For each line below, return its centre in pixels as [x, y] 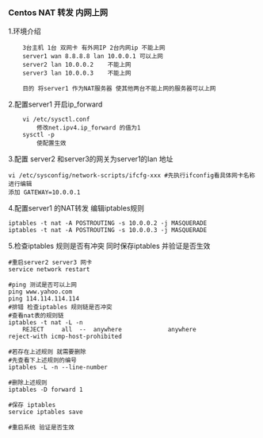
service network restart [49, 269]
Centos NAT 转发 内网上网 [58, 12]
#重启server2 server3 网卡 [50, 263]
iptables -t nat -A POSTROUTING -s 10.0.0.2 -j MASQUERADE [108, 223]
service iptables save [46, 412]
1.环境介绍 [25, 31]
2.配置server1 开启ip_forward [55, 104]
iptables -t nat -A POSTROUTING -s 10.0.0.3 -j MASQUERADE [108, 231]
